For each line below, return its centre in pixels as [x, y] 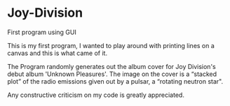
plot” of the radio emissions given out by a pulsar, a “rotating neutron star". [115, 81]
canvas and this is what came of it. [57, 53]
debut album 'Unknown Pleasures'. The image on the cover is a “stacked [112, 74]
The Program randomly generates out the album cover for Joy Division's [111, 66]
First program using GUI [42, 32]
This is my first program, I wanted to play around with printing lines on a [111, 45]
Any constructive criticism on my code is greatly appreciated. [96, 95]
